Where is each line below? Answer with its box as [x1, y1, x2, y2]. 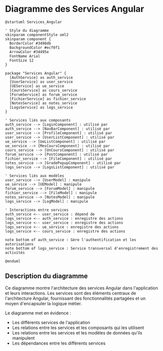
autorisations [5, 242, 34, 247]
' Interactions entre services [5, 207, 69, 212]
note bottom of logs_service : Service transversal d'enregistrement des [5, 246, 159, 251]
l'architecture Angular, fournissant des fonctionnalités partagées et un [5, 295, 146, 301]
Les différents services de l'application [12, 319, 90, 325]
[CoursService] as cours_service [9, 88, 78, 93]
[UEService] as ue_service [9, 83, 64, 88]
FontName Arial [9, 54, 41, 59]
